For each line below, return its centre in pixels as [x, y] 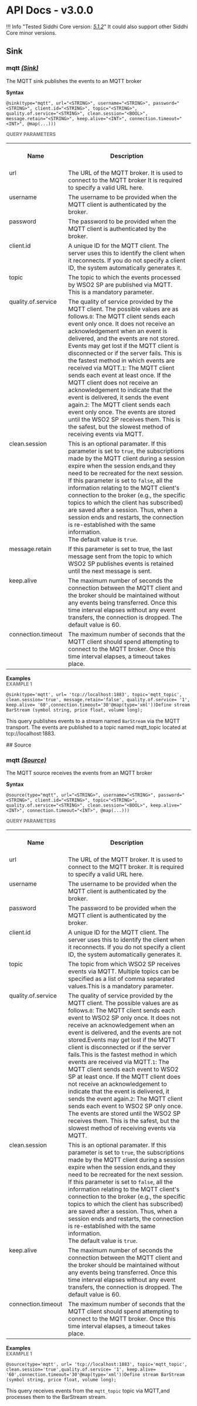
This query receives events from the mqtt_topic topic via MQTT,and [88, 1391]
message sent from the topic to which [120, 556]
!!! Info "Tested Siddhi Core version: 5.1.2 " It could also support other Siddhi [97, 26]
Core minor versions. [31, 32]
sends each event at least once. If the [120, 375]
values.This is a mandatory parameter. [121, 986]
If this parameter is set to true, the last [120, 549]
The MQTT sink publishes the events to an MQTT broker [74, 81]
